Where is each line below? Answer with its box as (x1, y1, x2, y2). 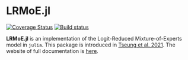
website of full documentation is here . (6, 47, 99, 54)
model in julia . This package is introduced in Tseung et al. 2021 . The (6, 41, 176, 48)
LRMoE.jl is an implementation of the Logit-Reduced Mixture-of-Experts (6, 35, 182, 42)
